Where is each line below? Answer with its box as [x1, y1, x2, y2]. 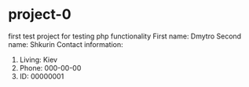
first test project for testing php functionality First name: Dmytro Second [8, 31, 242, 41]
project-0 [8, 5, 72, 24]
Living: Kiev [19, 55, 57, 64]
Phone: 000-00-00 [19, 63, 82, 72]
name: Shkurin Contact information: [8, 39, 123, 49]
